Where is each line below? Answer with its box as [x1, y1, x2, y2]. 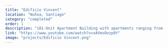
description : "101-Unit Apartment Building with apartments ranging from [5, 26, 163, 31]
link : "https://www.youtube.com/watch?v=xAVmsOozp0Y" [5, 30, 121, 35]
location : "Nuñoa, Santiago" [5, 12, 66, 17]
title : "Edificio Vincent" [5, 7, 62, 12]
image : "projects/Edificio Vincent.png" [5, 35, 92, 40]
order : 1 [5, 21, 24, 26]
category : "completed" [5, 16, 53, 21]
